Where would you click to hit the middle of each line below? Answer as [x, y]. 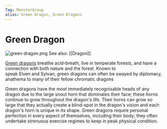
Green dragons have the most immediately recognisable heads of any [77, 89]
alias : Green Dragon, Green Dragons [44, 15]
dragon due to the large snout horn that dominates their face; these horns [81, 94]
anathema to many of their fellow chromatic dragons [60, 79]
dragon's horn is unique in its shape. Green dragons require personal [77, 110]
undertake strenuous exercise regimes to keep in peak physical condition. [82, 121]
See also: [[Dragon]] [70, 53]
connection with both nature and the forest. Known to [61, 69]
